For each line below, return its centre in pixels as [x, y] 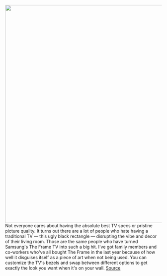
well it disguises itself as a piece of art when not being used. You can [76, 257]
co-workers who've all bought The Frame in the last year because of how [80, 252]
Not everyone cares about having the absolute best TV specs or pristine [79, 226]
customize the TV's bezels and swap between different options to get [76, 263]
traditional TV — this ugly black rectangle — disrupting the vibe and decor [81, 236]
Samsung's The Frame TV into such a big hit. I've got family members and [81, 247]
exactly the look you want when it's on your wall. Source [63, 268]
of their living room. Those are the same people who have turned [72, 241]
